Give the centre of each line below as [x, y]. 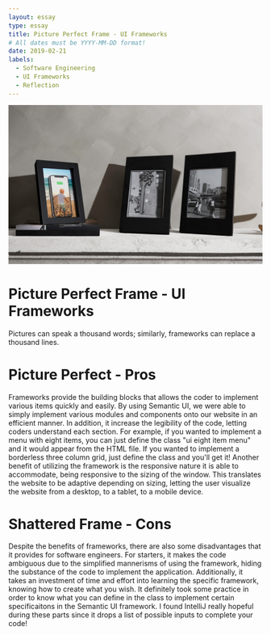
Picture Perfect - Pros [82, 374]
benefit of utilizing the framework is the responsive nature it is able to [124, 465]
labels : [21, 60]
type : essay [28, 25]
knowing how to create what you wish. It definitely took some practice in [129, 589]
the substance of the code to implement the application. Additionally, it [126, 572]
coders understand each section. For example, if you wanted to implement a [135, 431]
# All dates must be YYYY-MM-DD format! [77, 43]
